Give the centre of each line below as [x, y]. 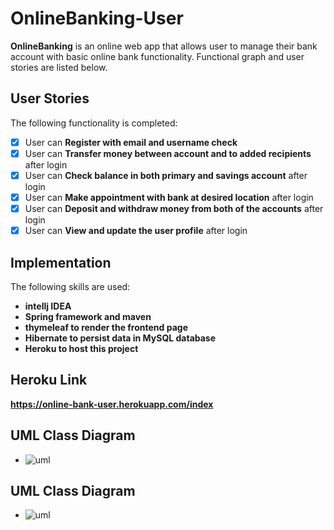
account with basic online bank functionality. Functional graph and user [157, 56]
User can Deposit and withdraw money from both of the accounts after [174, 208]
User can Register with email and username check [131, 142]
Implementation [61, 262]
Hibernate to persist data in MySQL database [120, 338]
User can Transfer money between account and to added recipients [168, 153]
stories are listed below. [59, 67]
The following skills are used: [70, 286]
